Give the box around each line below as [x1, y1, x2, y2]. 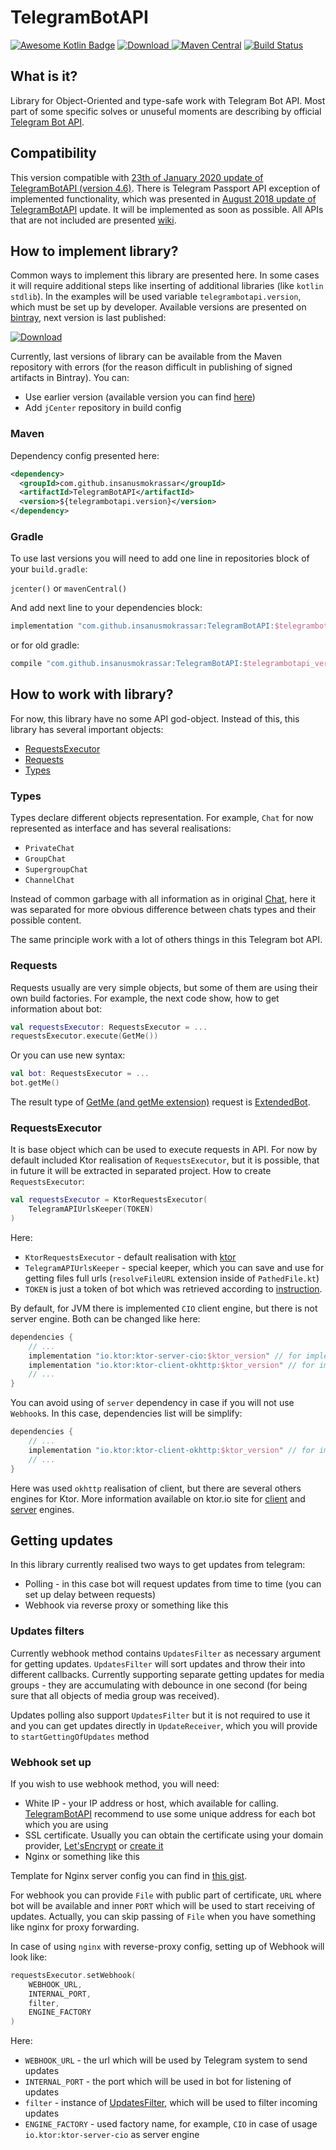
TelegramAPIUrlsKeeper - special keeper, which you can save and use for [24, 1261, 325, 1273]
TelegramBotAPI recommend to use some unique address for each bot [24, 1807, 316, 1820]
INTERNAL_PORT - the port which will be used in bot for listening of [24, 2076, 292, 2088]
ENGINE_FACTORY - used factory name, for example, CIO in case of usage [24, 2118, 318, 2130]
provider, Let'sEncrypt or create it [24, 1839, 164, 1851]
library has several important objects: [10, 723, 164, 735]
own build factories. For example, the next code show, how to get [10, 992, 280, 1004]
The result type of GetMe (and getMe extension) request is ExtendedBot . [10, 1096, 311, 1108]
